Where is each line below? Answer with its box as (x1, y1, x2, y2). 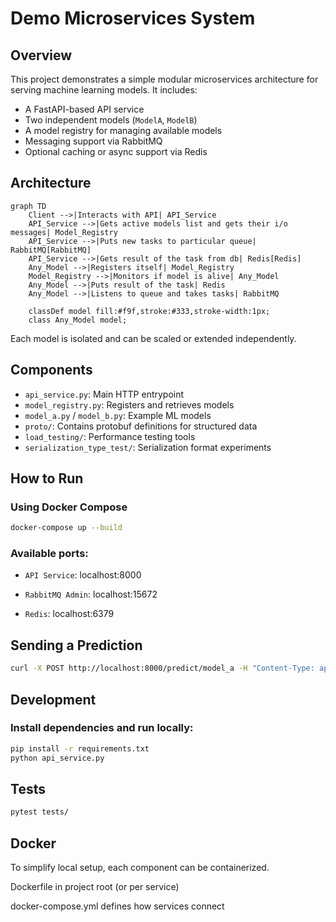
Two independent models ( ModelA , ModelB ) (24, 114, 198, 126)
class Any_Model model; (28, 315, 128, 325)
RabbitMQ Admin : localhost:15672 (24, 588, 158, 601)
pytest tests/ (10, 807, 70, 817)
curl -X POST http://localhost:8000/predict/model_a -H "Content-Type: (10, 663, 315, 674)
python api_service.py (10, 753, 105, 763)
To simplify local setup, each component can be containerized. (10, 862, 270, 874)
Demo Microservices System (10, 7, 256, 30)
